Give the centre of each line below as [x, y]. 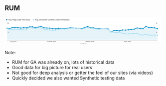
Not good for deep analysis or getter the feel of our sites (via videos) [82, 73]
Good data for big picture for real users [52, 68]
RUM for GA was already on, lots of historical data [63, 62]
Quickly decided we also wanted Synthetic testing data [68, 78]
